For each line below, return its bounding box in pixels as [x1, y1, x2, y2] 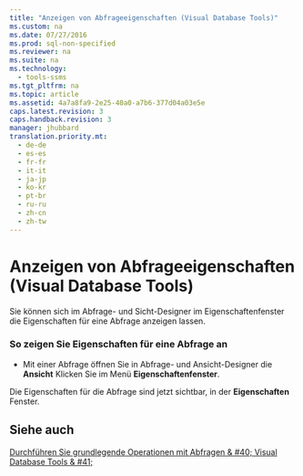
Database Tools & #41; [9, 456, 94, 467]
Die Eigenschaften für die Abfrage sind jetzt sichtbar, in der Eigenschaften [9, 386, 289, 397]
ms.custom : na [9, 22, 64, 31]
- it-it [17, 166, 47, 175]
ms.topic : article [9, 89, 79, 98]
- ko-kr [17, 183, 47, 192]
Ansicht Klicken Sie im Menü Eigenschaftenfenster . [22, 368, 220, 379]
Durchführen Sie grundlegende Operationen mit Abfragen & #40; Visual [9, 446, 278, 457]
